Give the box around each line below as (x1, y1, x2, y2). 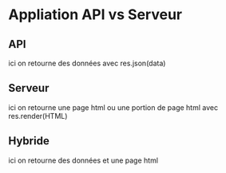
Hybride (8, 134, 50, 148)
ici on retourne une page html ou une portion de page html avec (8, 102, 218, 112)
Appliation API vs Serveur (8, 6, 183, 24)
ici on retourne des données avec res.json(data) (8, 58, 166, 68)
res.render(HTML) (8, 111, 68, 120)
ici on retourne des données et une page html (8, 155, 158, 165)
